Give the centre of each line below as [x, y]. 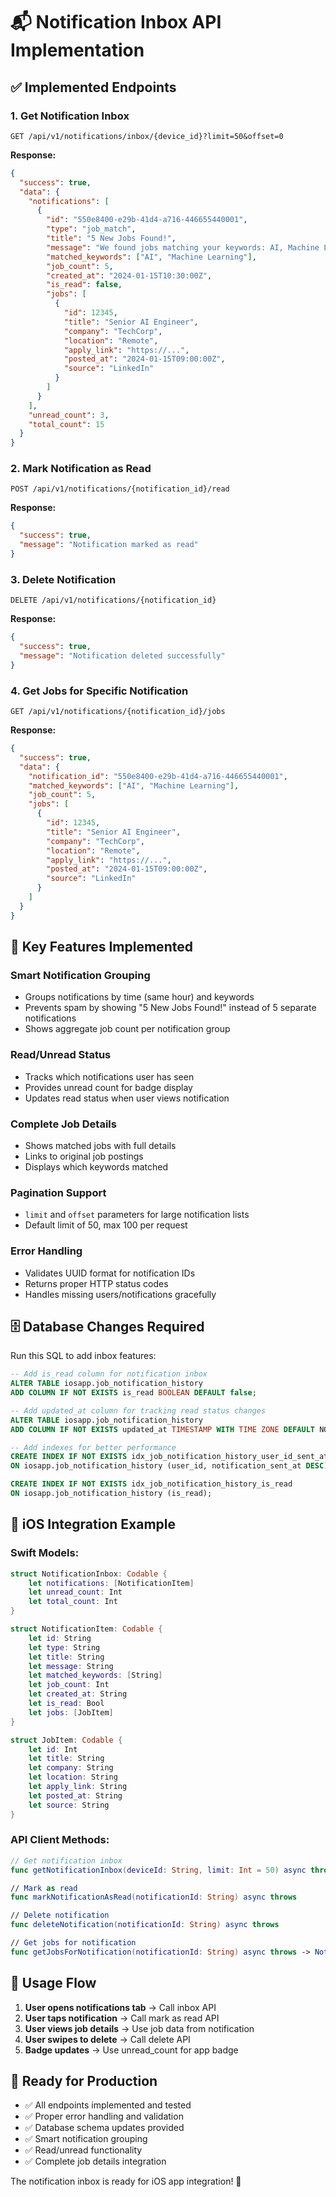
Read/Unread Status [61, 1055]
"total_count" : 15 [66, 424]
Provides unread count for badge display [108, 1087]
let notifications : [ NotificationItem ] [111, 1583]
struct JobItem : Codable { [66, 1740]
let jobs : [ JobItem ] [71, 1712]
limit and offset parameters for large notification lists [137, 1215]
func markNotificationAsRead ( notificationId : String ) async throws [154, 1897]
